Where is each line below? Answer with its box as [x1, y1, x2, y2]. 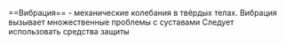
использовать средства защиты [8, 26, 130, 36]
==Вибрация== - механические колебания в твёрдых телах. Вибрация [8, 8, 277, 18]
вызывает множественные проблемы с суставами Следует [8, 17, 234, 27]
